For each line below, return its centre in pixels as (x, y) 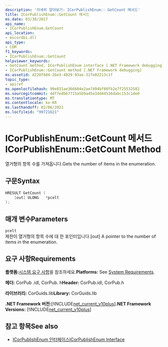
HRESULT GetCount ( (25, 193)
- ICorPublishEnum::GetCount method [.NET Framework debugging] (73, 70)
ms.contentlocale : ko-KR (31, 103)
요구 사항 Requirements (40, 259)
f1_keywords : (19, 51)
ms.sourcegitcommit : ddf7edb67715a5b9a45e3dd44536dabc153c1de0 (72, 93)
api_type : (15, 42)
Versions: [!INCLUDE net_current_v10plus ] (48, 309)
